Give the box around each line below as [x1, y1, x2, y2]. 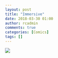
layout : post [5, 7, 32, 12]
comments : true [5, 25, 36, 30]
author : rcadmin [5, 20, 38, 26]
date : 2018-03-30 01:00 [5, 16, 54, 21]
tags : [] [5, 35, 23, 39]
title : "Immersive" [5, 12, 45, 17]
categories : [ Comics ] [5, 30, 49, 35]
